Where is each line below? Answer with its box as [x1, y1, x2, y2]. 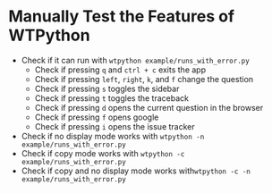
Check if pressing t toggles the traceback [34, 92, 190, 104]
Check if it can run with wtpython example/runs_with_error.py [21, 55, 250, 65]
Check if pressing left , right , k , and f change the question [34, 73, 254, 84]
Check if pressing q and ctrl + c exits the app [34, 64, 207, 75]
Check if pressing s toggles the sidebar [34, 83, 180, 94]
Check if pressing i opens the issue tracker [34, 121, 195, 131]
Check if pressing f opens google [34, 112, 159, 122]
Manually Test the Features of [8, 6, 234, 27]
